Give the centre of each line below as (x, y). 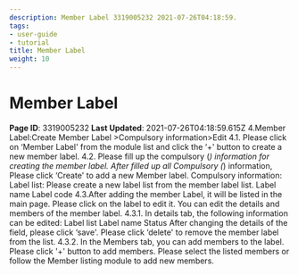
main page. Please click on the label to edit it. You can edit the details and (145, 204)
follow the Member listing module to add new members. (112, 261)
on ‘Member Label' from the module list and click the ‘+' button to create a (146, 146)
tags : (19, 26)
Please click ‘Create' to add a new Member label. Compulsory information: (146, 175)
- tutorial (29, 42)
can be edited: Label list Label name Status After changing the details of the (149, 222)
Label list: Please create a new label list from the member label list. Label (143, 185)
